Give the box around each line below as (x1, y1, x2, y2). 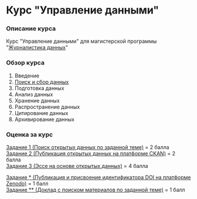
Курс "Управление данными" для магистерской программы (6, 38, 157, 45)
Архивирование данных (14, 116, 75, 123)
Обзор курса (6, 59, 45, 67)
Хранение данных (14, 97, 60, 104)
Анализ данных (14, 90, 53, 97)
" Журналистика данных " (6, 44, 69, 51)
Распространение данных (14, 103, 80, 110)
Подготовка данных (14, 85, 64, 92)
